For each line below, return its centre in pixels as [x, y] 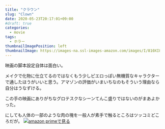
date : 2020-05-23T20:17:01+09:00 [39, 19]
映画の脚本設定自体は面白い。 [35, 65]
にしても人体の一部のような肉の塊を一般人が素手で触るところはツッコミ [78, 115]
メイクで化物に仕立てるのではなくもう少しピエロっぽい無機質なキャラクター [82, 76]
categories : [17, 28]
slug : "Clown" [20, 14]
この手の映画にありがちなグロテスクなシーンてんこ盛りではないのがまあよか [82, 98]
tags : [11, 37]
